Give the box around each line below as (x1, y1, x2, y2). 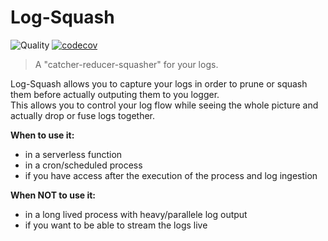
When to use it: (10, 129, 75, 141)
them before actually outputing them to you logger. (10, 88, 220, 100)
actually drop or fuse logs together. (10, 109, 156, 121)
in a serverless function (24, 148, 123, 160)
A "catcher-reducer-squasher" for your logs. (34, 58, 219, 70)
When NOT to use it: (10, 189, 96, 201)
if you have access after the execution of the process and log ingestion (24, 169, 318, 181)
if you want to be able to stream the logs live (24, 219, 208, 231)
